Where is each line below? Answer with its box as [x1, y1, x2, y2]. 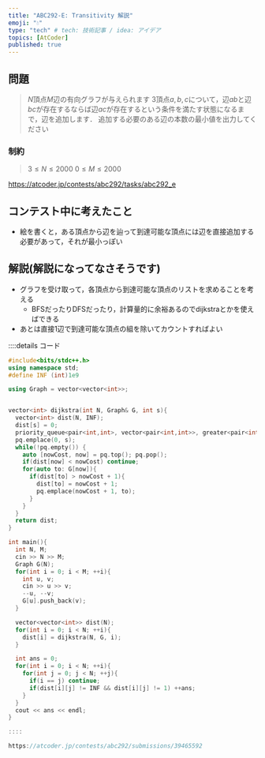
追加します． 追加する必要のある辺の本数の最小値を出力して [54, 114, 250, 123]
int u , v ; [22, 575, 55, 583]
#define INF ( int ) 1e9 [8, 371, 80, 379]
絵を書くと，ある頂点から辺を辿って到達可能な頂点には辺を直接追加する [19, 227, 255, 237]
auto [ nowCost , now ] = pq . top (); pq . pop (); [22, 451, 168, 459]
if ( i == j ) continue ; [28, 677, 101, 685]
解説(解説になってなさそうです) [8, 262, 161, 276]
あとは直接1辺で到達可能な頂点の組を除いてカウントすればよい [19, 324, 223, 333]
